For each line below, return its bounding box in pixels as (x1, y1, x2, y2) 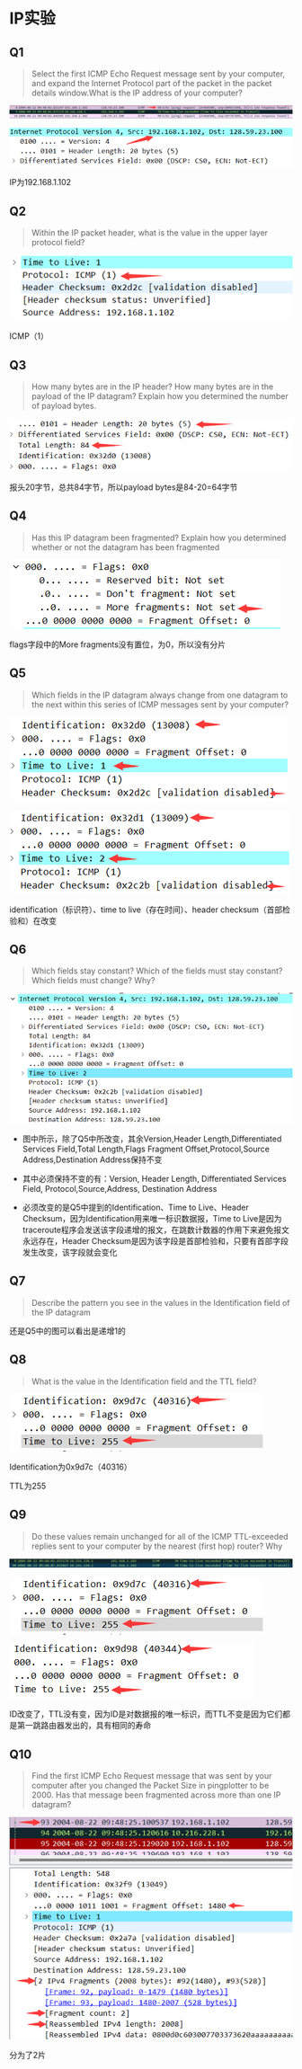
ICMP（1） (9, 331, 49, 342)
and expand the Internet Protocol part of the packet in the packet (31, 78, 272, 88)
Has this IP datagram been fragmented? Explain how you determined (31, 532, 287, 543)
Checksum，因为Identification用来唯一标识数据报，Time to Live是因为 (22, 1213, 282, 1224)
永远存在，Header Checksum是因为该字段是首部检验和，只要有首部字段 (22, 1236, 289, 1247)
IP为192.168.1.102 (9, 177, 72, 188)
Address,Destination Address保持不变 (22, 1154, 163, 1165)
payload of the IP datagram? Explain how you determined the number (31, 391, 289, 402)
